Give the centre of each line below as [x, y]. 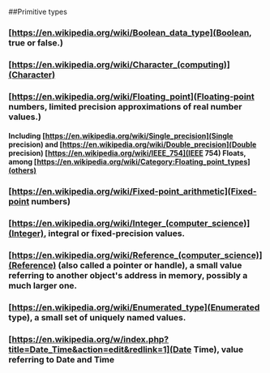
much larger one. [43, 285]
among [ [23, 162]
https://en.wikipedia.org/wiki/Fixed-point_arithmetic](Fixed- [134, 191]
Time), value [219, 349]
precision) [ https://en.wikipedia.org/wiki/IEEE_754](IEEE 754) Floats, [127, 153]
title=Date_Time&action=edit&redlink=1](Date [100, 349]
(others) [22, 170]
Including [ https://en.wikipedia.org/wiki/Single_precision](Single [121, 136]
